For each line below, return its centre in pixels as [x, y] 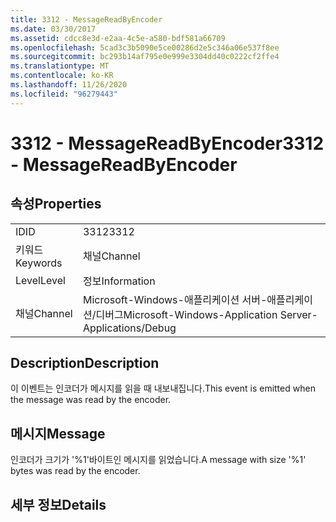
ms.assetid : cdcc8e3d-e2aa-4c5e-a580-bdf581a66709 [118, 38]
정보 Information [119, 281]
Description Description [85, 363]
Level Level [40, 280]
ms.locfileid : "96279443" [64, 94]
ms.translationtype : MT [60, 66]
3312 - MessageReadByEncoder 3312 [167, 143]
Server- [298, 314]
